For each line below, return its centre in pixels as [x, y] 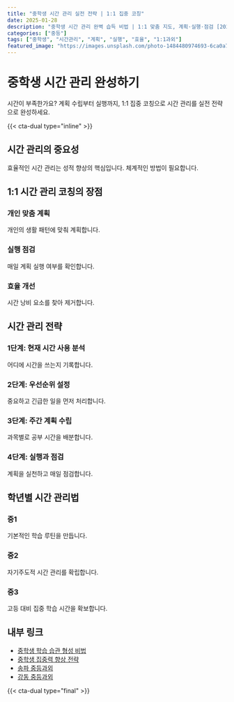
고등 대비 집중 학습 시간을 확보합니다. [57, 608]
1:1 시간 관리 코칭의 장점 [55, 192]
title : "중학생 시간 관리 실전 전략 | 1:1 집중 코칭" [76, 14]
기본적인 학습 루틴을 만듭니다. [47, 536]
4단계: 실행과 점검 [36, 457]
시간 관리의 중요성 [43, 150]
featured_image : [31, 46]
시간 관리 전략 [35, 327]
